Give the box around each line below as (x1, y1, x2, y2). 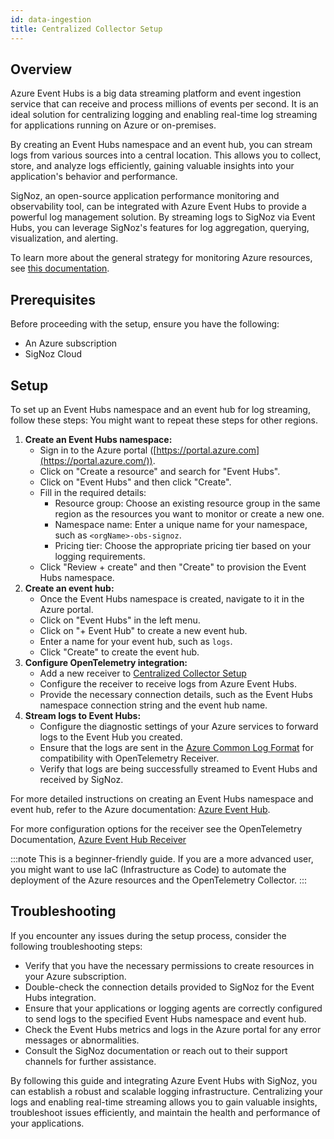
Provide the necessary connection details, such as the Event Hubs (39, 688, 313, 700)
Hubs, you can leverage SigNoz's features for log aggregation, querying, (10, 222, 310, 234)
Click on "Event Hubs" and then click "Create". (39, 476, 232, 488)
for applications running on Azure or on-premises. (10, 119, 217, 131)
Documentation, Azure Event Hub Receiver (10, 833, 187, 845)
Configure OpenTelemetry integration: (24, 656, 188, 668)
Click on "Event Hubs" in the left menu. (39, 614, 201, 626)
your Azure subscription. (24, 970, 127, 982)
